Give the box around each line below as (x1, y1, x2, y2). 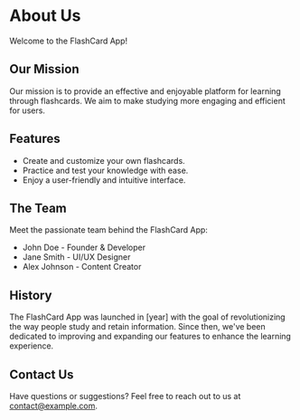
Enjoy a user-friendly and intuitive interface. (22, 174, 186, 186)
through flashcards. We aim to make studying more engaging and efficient (9, 95, 286, 106)
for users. (9, 105, 45, 116)
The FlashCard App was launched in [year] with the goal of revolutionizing (9, 311, 286, 322)
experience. (9, 340, 54, 351)
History (9, 287, 52, 303)
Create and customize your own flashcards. (22, 155, 185, 166)
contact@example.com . (9, 400, 98, 411)
